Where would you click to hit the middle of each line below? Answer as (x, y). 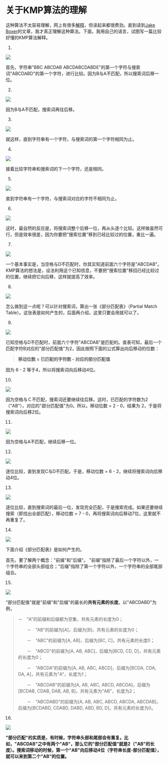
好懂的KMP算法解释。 (28, 37)
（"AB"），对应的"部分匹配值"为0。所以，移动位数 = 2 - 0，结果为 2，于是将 (84, 405)
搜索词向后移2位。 (25, 412)
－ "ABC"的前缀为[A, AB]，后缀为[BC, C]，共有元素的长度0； (91, 640)
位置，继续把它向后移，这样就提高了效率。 (54, 276)
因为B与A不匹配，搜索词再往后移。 (41, 109)
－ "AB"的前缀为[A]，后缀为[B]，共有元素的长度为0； (83, 629)
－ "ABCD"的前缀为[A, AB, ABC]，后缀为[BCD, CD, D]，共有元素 (94, 651)
